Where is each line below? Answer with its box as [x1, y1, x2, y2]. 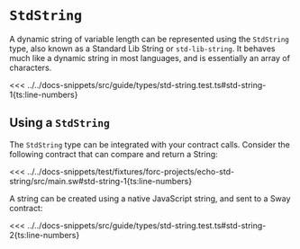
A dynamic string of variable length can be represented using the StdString [9, 33, 290, 44]
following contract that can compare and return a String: [9, 148, 218, 159]
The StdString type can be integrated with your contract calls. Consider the [9, 138, 290, 150]
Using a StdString [9, 115, 110, 130]
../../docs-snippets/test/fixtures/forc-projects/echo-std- [26, 165, 235, 177]
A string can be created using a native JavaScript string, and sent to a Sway [9, 192, 291, 204]
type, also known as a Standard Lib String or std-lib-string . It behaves [9, 43, 276, 54]
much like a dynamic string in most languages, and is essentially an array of [9, 52, 291, 63]
